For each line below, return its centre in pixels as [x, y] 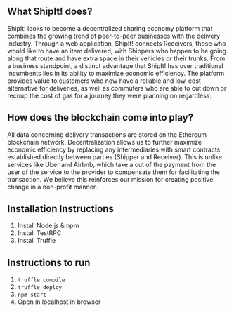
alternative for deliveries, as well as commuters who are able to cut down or [117, 88]
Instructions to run [49, 262]
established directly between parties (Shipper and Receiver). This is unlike [115, 156]
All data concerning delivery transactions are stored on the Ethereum [107, 134]
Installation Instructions [61, 209]
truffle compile [41, 280]
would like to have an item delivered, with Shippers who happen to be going [117, 51]
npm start [32, 295]
